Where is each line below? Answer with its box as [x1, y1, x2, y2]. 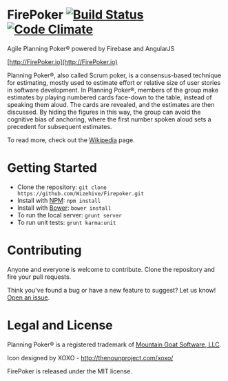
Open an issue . [7, 293, 50, 302]
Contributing [7, 242, 82, 258]
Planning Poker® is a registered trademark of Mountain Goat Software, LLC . [7, 340, 222, 349]
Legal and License [7, 317, 114, 333]
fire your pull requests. [7, 273, 72, 281]
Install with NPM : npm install [17, 196, 101, 204]
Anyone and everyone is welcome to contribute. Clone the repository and [7, 265, 215, 273]
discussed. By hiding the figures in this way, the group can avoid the [7, 108, 201, 116]
